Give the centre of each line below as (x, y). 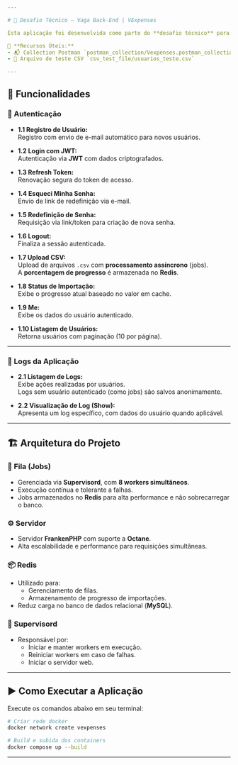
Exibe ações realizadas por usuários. (71, 385)
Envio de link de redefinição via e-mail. (74, 201)
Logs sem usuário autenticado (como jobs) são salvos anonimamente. (120, 392)
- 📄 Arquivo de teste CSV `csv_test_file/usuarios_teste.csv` (101, 59)
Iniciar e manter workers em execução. (85, 647)
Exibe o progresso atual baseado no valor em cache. (95, 293)
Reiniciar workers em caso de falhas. (82, 654)
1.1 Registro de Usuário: (53, 129)
